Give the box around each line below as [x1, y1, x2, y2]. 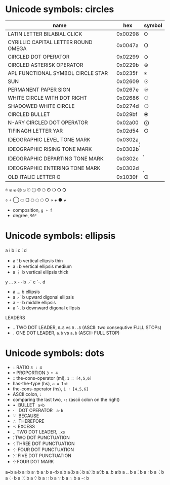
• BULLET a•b [12, 401, 45, 408]
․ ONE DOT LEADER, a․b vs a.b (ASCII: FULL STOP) [12, 330, 120, 336]
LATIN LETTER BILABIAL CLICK [8, 30, 82, 37]
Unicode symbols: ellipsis [5, 230, 116, 241]
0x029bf [116, 110, 138, 117]
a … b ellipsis [12, 289, 40, 295]
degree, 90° [12, 212, 37, 218]
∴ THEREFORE [12, 418, 45, 424]
